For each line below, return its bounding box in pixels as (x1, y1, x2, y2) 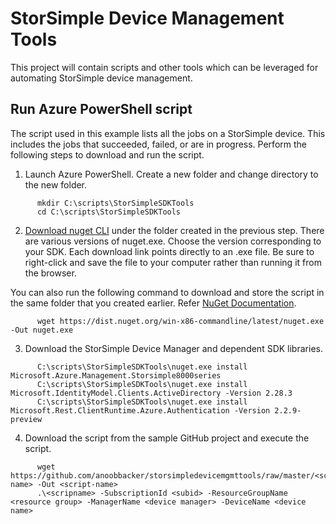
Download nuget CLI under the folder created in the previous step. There (24, 224, 325, 236)
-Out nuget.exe (10, 325, 74, 335)
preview (10, 414, 43, 424)
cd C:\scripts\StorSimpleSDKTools (36, 207, 182, 217)
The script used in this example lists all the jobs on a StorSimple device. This (10, 127, 326, 139)
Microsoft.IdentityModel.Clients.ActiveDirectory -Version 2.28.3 (10, 388, 293, 398)
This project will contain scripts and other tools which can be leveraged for (10, 61, 319, 73)
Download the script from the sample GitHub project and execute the (24, 432, 310, 444)
